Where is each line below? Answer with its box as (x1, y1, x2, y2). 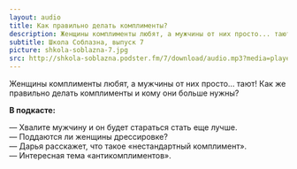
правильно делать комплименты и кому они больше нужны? (9, 88, 240, 98)
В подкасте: (9, 105, 56, 115)
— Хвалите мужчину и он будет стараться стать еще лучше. (9, 122, 238, 133)
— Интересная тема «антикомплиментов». (9, 150, 171, 160)
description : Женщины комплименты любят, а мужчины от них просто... (9, 29, 271, 38)
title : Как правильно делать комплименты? (9, 21, 168, 30)
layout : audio (9, 12, 62, 22)
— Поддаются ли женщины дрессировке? (9, 132, 168, 142)
